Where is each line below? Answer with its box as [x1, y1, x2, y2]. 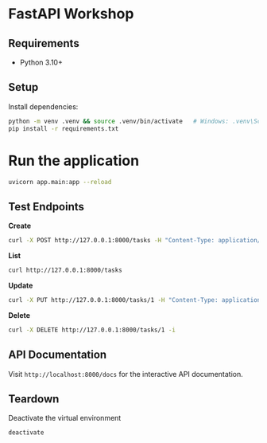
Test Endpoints [8, 200, 85, 214]
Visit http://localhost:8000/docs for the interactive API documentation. [8, 369, 244, 378]
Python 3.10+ [19, 57, 64, 67]
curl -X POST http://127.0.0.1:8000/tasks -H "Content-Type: [8, 237, 215, 245]
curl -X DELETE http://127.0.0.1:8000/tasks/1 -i [8, 326, 176, 334]
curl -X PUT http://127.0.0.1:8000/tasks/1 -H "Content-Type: [8, 296, 219, 304]
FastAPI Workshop [8, 5, 134, 23]
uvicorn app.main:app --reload [8, 178, 112, 186]
